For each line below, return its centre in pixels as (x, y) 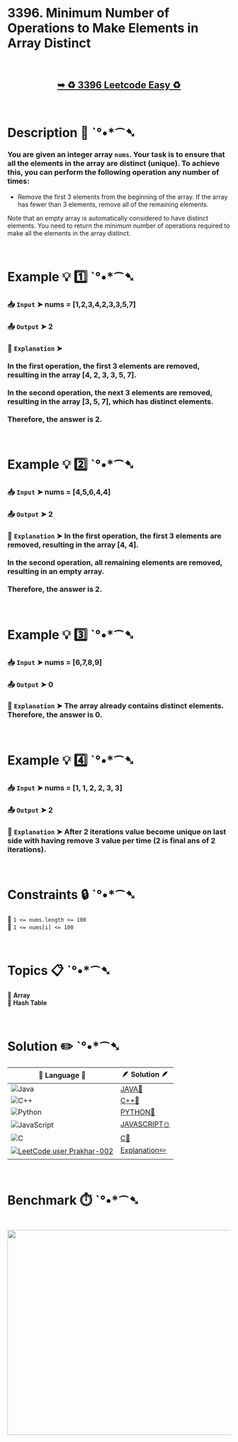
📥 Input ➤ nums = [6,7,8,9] (55, 662)
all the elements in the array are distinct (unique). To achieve (114, 163)
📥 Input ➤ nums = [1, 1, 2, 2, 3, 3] (65, 788)
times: (18, 181)
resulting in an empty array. (56, 571)
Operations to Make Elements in (103, 28)
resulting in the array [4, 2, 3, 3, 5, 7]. (72, 375)
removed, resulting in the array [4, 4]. (73, 545)
